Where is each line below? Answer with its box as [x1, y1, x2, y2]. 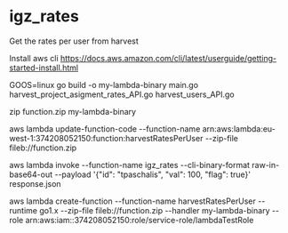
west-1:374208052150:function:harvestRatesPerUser [9, 133, 204, 143]
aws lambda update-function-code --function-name [9, 123, 201, 134]
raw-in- [252, 159, 280, 170]
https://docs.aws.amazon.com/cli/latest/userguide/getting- [60, 52, 277, 63]
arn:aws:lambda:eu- [202, 123, 276, 134]
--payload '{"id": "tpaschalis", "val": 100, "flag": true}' [54, 169, 252, 180]
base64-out [9, 169, 53, 180]
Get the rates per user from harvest [9, 36, 140, 46]
